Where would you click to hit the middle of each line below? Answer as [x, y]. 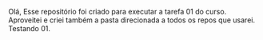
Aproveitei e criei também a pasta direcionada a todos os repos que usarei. [132, 20]
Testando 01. [29, 28]
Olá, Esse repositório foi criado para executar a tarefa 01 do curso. [118, 12]
